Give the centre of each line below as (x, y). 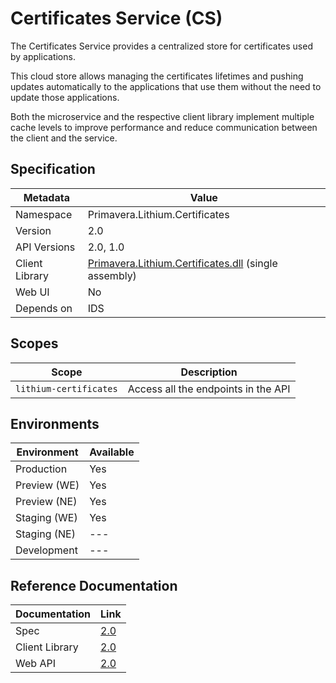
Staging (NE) (45, 534)
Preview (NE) (46, 502)
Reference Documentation (94, 585)
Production (41, 469)
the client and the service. (64, 138)
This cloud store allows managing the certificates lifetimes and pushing (157, 76)
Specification (53, 169)
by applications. (43, 56)
